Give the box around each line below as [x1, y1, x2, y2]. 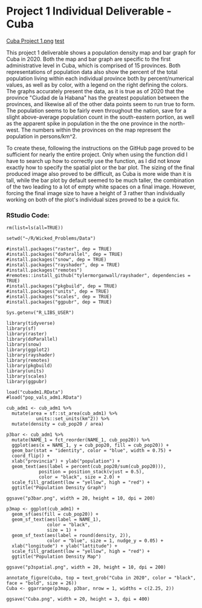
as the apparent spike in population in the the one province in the [6, 119, 168, 127]
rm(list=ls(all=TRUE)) [6, 225, 64, 231]
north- [169, 119, 186, 127]
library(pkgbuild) [6, 362, 53, 369]
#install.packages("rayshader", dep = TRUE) [6, 262, 120, 268]
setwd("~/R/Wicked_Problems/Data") [6, 235, 96, 242]
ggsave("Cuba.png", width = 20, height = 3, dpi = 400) [6, 596, 150, 603]
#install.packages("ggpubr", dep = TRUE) [6, 299, 112, 306]
